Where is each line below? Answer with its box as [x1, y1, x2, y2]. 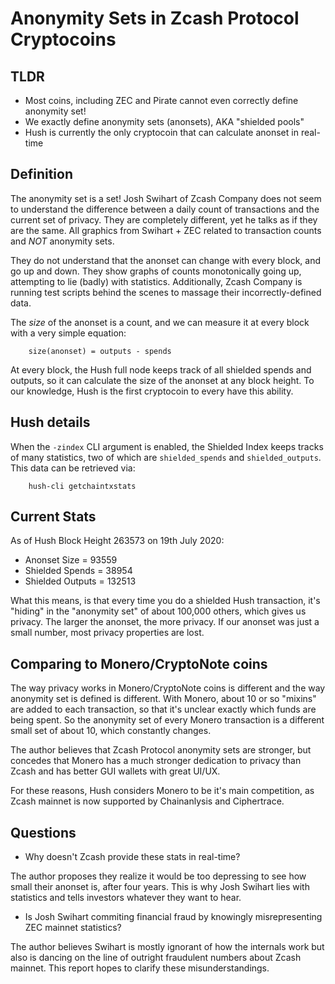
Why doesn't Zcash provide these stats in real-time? [24, 851, 241, 863]
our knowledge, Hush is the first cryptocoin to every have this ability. [10, 385, 294, 397]
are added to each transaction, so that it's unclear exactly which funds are [10, 703, 317, 716]
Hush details [10, 414, 91, 431]
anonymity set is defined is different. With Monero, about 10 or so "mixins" [10, 693, 317, 705]
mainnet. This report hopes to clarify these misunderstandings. [10, 962, 270, 974]
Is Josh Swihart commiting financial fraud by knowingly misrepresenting [24, 911, 323, 923]
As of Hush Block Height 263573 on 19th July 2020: [10, 535, 225, 547]
